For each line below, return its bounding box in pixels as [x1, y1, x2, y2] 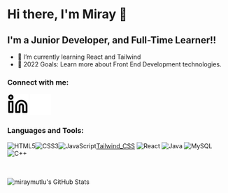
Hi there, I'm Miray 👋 [7, 6, 127, 22]
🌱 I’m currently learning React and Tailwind [17, 52, 141, 61]
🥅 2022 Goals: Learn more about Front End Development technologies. [17, 60, 222, 69]
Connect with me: [7, 77, 69, 87]
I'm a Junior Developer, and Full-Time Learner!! [7, 34, 217, 46]
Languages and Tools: [7, 126, 84, 136]
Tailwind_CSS [96, 141, 135, 150]
